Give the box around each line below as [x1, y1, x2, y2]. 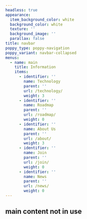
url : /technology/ [24, 88, 63, 94]
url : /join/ [24, 160, 50, 165]
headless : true [5, 7, 38, 13]
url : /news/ [24, 184, 50, 189]
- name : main [10, 60, 38, 65]
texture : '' [10, 27, 36, 32]
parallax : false [10, 36, 45, 41]
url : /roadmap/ [24, 112, 56, 118]
